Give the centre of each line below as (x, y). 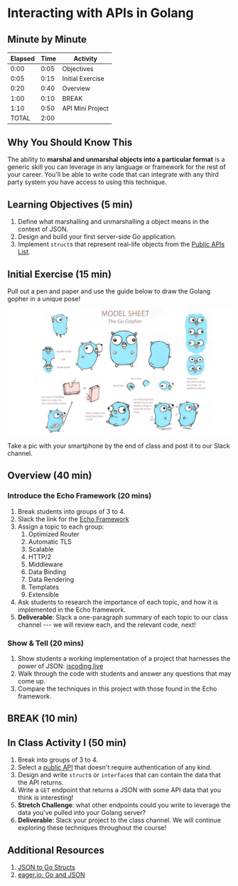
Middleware (45, 564)
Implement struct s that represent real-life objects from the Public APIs (121, 244)
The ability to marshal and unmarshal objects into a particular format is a (116, 160)
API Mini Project (85, 108)
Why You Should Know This (70, 142)
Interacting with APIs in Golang (101, 13)
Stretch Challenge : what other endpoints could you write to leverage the (124, 805)
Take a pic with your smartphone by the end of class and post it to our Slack (119, 445)
